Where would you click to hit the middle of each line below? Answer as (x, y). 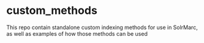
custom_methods (52, 11)
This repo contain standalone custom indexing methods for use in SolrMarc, (102, 27)
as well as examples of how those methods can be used (77, 33)
